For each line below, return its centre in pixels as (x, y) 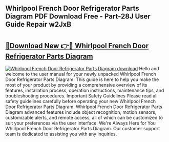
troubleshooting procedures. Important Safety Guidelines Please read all (81, 96)
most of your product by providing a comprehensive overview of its (76, 85)
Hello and (149, 68)
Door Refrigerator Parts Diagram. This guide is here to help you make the (82, 79)
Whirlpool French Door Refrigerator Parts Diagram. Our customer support (83, 128)
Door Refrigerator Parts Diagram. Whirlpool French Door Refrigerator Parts (84, 107)
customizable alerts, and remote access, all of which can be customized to (84, 118)
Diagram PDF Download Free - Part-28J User (78, 17)
